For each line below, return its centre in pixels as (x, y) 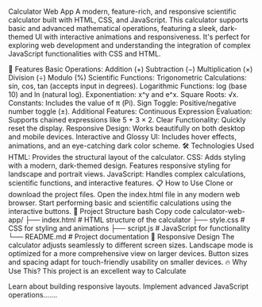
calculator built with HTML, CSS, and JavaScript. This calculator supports (128, 20)
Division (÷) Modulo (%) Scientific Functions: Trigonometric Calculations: (128, 78)
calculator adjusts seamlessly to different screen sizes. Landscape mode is (131, 245)
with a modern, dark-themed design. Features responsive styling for (120, 165)
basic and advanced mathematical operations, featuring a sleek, (113, 28)
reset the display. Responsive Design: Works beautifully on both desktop (127, 128)
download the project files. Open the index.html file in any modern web (124, 194)
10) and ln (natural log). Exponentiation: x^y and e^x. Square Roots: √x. (123, 94)
